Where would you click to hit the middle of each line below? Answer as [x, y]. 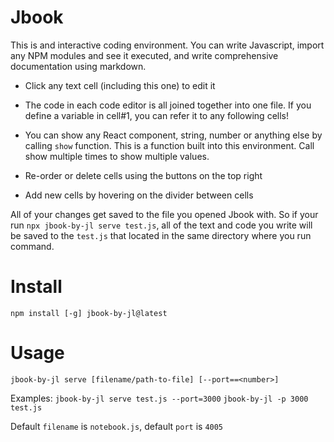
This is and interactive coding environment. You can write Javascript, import [167, 45]
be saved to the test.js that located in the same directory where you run [161, 235]
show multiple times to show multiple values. [117, 156]
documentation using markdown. [78, 66]
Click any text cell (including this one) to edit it [120, 85]
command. [32, 246]
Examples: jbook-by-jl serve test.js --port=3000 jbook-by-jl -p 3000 [159, 398]
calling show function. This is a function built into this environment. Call [169, 145]
